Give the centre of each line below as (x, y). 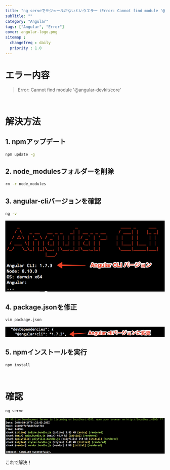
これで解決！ (18, 462)
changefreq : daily (30, 43)
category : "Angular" (27, 21)
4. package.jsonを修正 (41, 307)
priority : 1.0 (26, 48)
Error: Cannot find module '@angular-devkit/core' (69, 90)
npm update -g (20, 154)
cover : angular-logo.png (31, 32)
